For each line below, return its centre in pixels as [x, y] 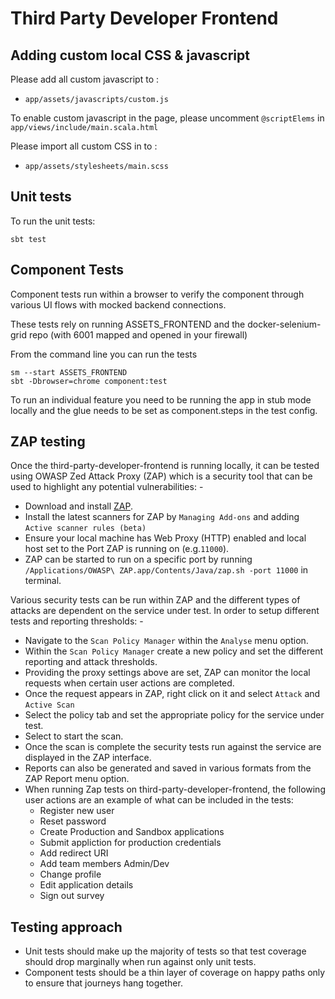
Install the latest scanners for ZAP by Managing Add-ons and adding [162, 517]
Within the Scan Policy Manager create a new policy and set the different [174, 651]
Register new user [77, 811]
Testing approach [66, 927]
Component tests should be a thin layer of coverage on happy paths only [175, 973]
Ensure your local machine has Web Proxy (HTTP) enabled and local [165, 538]
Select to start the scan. [74, 736]
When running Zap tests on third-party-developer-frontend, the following [175, 789]
